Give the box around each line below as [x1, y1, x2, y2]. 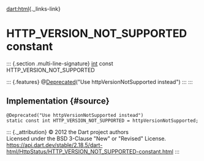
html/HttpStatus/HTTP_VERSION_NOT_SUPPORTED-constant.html [6, 148, 173, 155]
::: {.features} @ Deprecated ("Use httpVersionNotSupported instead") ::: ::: [6, 78, 193, 85]
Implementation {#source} [6, 96, 110, 107]
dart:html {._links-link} [6, 6, 61, 12]
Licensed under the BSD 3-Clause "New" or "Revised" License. [6, 135, 167, 142]
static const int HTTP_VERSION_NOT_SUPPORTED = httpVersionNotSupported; [6, 118, 199, 124]
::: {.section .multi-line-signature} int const [6, 59, 113, 67]
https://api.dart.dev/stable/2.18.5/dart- [6, 141, 103, 149]
